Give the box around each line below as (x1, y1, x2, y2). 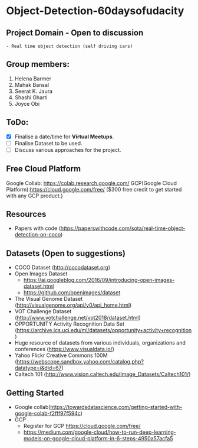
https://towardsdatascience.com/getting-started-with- (49, 404, 183, 411)
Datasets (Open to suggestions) (6, 248, 126, 258)
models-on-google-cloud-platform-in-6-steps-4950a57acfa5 (23, 435, 173, 442)
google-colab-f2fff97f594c (14, 410, 81, 417)
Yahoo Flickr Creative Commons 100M (14, 352, 108, 359)
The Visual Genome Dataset (14, 296, 83, 303)
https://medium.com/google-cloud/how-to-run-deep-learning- (23, 428, 177, 436)
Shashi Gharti (14, 93, 48, 101)
